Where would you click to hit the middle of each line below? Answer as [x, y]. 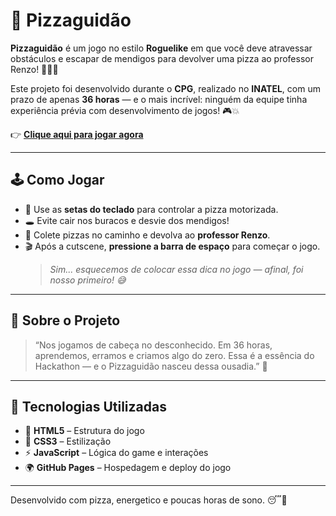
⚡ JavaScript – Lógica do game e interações [116, 453]
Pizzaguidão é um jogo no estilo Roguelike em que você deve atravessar [161, 48]
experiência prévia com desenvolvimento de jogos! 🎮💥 [125, 110]
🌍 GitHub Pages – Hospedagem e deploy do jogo [128, 468]
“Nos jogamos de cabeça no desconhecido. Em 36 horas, [153, 345]
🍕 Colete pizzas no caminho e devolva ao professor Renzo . [147, 235]
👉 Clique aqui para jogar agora [77, 134]
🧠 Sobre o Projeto [65, 320]
